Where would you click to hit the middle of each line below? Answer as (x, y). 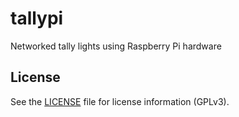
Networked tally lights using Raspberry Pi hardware (116, 46)
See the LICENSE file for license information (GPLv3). (120, 101)
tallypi (37, 18)
